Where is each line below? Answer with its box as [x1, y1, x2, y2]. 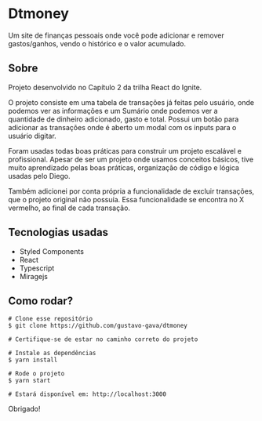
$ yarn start [8, 377, 51, 385]
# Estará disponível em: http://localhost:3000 [8, 390, 167, 398]
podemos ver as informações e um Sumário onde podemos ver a [8, 106, 218, 115]
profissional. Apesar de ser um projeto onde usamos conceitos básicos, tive [8, 154, 253, 164]
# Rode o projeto [8, 370, 65, 378]
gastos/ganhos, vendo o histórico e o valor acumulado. [8, 38, 187, 48]
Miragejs [19, 271, 49, 281]
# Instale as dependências [8, 350, 96, 357]
